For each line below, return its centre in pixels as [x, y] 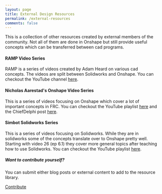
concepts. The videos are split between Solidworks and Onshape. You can [79, 74]
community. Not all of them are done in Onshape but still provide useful [76, 42]
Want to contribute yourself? [35, 160]
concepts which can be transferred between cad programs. [65, 47]
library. [12, 177]
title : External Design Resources [40, 14]
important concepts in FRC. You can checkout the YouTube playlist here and [81, 106]
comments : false [21, 23]
